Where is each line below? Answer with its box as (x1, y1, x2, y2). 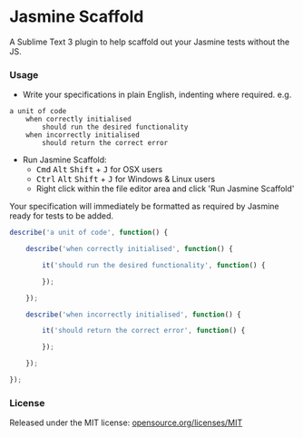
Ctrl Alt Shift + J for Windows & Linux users (35, 174, 216, 185)
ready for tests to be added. (9, 210, 114, 221)
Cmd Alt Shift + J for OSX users (35, 164, 163, 175)
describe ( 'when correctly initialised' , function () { (25, 245, 233, 254)
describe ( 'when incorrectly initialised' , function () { (25, 310, 242, 319)
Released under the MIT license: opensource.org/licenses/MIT (9, 417, 243, 428)
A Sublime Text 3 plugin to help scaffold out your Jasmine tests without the (9, 36, 290, 47)
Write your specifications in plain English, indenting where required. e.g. (22, 89, 292, 101)
